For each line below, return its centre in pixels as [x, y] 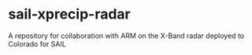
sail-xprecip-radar [70, 14]
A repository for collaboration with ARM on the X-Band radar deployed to [126, 36]
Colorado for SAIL [37, 43]
